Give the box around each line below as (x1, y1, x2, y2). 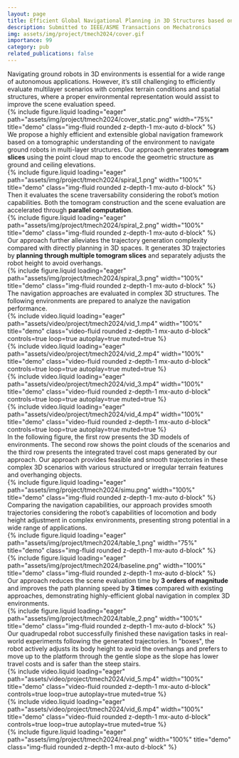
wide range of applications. (7, 523, 87, 532)
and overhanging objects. (7, 470, 83, 479)
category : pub (7, 43, 50, 51)
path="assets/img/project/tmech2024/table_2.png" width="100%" (7, 614, 203, 623)
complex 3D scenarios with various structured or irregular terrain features (7, 463, 224, 471)
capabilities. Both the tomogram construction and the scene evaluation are (7, 198, 226, 206)
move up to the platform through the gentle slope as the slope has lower (7, 652, 219, 660)
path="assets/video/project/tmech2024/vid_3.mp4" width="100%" (7, 379, 204, 388)
